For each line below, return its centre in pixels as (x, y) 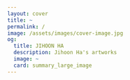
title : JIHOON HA (39, 46)
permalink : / (26, 26)
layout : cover (28, 14)
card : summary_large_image (53, 65)
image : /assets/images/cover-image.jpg (65, 33)
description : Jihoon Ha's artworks (65, 53)
